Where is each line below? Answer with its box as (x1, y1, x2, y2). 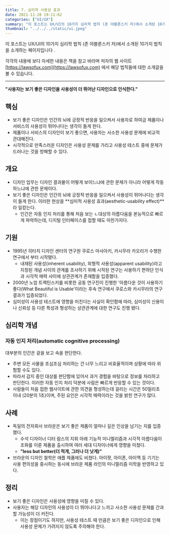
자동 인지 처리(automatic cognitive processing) (5, 337, 120, 345)
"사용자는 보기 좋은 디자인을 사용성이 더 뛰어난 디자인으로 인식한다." (5, 86, 138, 92)
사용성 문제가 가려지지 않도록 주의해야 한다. (20, 523, 106, 529)
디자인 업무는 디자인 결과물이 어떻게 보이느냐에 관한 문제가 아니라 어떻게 (12, 179, 155, 185)
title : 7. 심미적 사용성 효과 (5, 7, 61, 13)
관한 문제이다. (30, 185, 58, 192)
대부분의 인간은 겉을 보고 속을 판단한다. (5, 350, 82, 356)
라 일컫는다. (12, 204, 36, 210)
